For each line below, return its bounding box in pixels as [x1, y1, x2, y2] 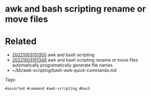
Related [5, 36, 37, 47]
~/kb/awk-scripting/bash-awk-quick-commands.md [12, 67, 117, 73]
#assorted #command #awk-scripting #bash [5, 86, 91, 91]
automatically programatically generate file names [12, 62, 113, 68]
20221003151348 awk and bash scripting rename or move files [12, 57, 138, 63]
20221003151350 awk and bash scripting [12, 52, 95, 58]
